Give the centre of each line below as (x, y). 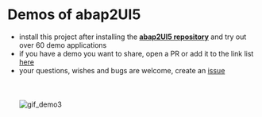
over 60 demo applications (63, 45)
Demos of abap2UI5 (74, 15)
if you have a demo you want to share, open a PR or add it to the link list (136, 53)
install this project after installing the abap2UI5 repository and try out (133, 37)
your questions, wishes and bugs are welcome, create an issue (122, 70)
